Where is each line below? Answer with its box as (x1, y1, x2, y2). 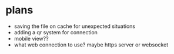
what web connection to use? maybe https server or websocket (14, 41, 169, 48)
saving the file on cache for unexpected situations (14, 23, 136, 30)
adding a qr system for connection (14, 28, 98, 35)
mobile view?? (14, 35, 49, 42)
